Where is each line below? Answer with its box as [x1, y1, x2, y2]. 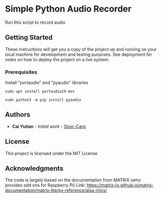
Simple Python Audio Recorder [5, 3, 132, 15]
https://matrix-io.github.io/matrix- [86, 183, 154, 188]
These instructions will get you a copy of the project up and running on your [5, 46, 157, 52]
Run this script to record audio [5, 19, 65, 25]
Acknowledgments [5, 165, 64, 173]
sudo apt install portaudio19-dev [5, 89, 75, 94]
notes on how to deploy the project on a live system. [5, 57, 110, 62]
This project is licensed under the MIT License [5, 150, 98, 156]
